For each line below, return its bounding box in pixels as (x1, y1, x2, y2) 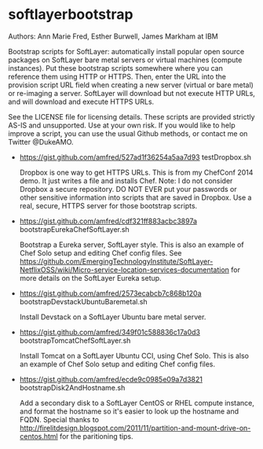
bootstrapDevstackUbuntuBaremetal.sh (19, 296, 148, 306)
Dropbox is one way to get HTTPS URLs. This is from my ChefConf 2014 (19, 167, 254, 177)
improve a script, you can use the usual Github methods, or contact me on (8, 128, 248, 138)
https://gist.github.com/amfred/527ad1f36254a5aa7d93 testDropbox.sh (19, 152, 252, 162)
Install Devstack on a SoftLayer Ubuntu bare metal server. (19, 312, 206, 322)
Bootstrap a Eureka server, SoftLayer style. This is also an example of (19, 240, 245, 249)
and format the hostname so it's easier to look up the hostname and (19, 407, 239, 416)
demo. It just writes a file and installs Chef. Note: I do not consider (19, 175, 233, 186)
